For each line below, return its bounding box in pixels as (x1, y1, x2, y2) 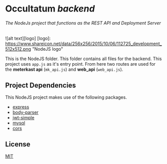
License (5, 140, 31, 148)
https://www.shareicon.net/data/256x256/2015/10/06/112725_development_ (5, 41, 162, 47)
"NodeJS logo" (32, 46, 64, 52)
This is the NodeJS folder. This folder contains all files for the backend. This (5, 56, 162, 62)
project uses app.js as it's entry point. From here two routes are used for (5, 61, 156, 67)
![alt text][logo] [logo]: (5, 36, 51, 42)
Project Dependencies (5, 81, 76, 89)
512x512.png (5, 46, 32, 52)
